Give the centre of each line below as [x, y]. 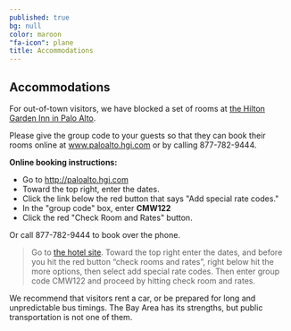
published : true [39, 17]
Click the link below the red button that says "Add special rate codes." [150, 199]
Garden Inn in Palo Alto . [53, 118]
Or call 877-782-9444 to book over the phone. [95, 234]
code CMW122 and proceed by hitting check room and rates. [143, 280]
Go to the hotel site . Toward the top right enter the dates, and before [157, 252]
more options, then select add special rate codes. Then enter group [155, 271]
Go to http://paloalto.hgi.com [75, 179]
